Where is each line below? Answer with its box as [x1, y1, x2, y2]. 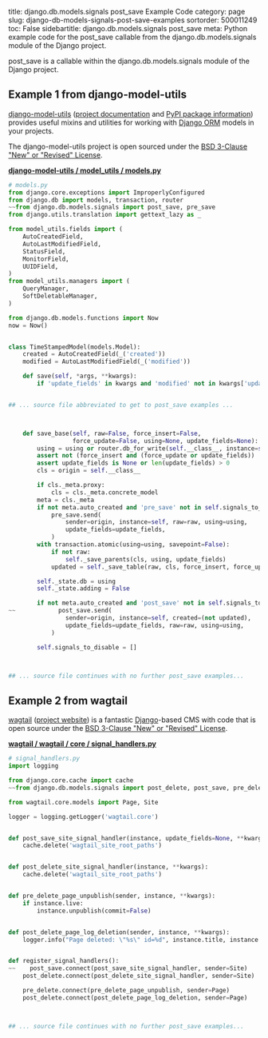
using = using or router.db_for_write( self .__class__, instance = [37, 444, 259, 453]
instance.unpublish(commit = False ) [37, 907, 152, 915]
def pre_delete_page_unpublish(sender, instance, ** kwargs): [8, 892, 216, 900]
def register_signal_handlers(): [8, 957, 120, 965]
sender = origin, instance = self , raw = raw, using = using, [65, 518, 248, 526]
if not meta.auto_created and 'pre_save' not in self [37, 503, 219, 511]
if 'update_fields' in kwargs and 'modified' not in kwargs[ [37, 380, 245, 388]
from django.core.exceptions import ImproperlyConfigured [8, 188, 205, 197]
